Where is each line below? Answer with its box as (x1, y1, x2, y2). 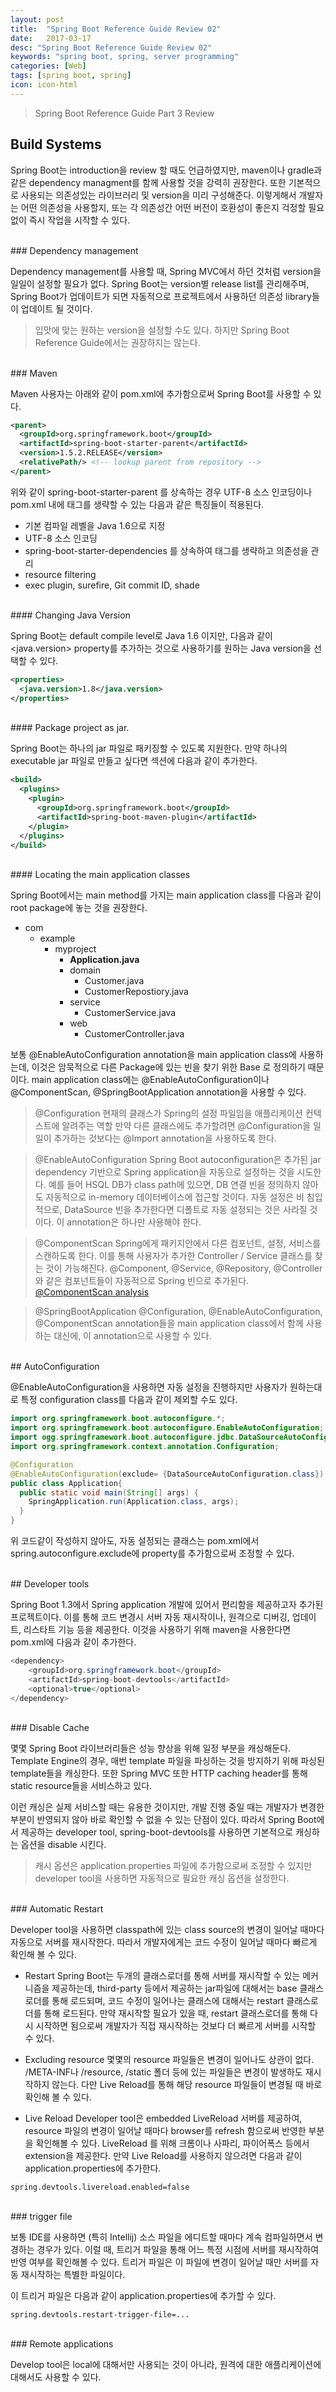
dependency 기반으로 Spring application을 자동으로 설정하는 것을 (34, 1166, 295, 1178)
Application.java (69, 954, 140, 966)
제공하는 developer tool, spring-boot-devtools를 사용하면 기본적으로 (20, 1826, 294, 1838)
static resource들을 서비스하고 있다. (10, 1780, 153, 1792)
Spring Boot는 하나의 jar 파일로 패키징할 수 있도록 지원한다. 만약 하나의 (10, 742, 288, 755)
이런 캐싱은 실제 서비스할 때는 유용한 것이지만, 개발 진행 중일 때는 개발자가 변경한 (10, 1801, 325, 1813)
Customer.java (84, 975, 145, 987)
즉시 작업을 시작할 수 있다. (28, 214, 131, 226)
